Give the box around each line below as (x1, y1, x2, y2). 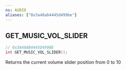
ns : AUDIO (5, 7, 27, 13)
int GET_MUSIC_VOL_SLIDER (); (5, 50, 68, 55)
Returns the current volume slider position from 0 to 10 (5, 59, 121, 65)
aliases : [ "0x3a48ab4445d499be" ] (5, 12, 77, 17)
